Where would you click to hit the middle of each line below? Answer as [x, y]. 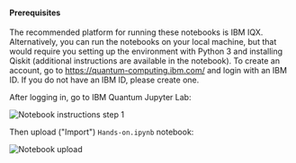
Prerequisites [35, 13]
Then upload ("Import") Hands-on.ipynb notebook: [102, 132]
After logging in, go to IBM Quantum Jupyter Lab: [100, 98]
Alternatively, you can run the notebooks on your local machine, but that [143, 42]
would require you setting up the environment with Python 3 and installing [146, 51]
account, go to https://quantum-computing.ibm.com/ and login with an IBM [148, 71]
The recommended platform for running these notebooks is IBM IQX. [136, 32]
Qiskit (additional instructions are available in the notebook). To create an [145, 61]
